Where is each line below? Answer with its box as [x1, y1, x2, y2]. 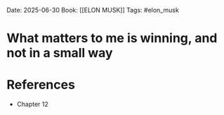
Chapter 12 [16, 100, 48, 109]
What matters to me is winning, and [6, 31, 218, 46]
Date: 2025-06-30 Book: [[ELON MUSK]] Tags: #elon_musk [6, 6, 180, 14]
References [6, 77, 75, 93]
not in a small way [6, 45, 113, 61]
